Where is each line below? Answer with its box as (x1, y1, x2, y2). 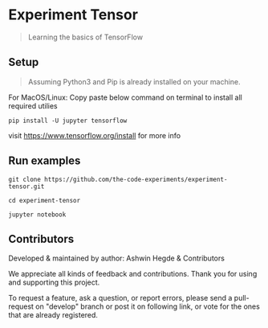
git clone (8, 175, 42, 183)
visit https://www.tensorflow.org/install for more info (8, 130, 181, 140)
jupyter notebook (8, 211, 67, 219)
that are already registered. (8, 310, 99, 320)
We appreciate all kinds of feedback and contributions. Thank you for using (8, 269, 258, 279)
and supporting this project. (8, 277, 100, 287)
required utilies (8, 100, 58, 110)
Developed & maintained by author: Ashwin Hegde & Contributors (8, 253, 225, 263)
